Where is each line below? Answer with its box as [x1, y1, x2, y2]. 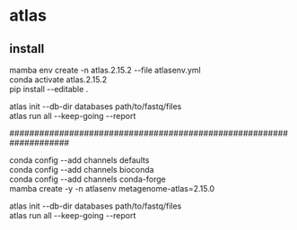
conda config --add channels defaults [9, 155, 150, 166]
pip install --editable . [9, 84, 89, 94]
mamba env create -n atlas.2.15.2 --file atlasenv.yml [9, 64, 201, 75]
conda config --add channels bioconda [9, 165, 154, 175]
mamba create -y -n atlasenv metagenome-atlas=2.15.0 [9, 183, 215, 193]
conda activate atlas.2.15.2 [9, 74, 108, 85]
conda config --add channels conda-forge [9, 174, 166, 184]
